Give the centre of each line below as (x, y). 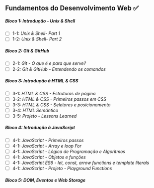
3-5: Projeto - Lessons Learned (44, 116)
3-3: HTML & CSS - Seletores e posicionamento (61, 105)
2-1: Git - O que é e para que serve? (49, 63)
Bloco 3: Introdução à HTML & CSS (42, 81)
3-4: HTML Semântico (35, 110)
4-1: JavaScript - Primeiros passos (48, 140)
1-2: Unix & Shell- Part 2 (37, 39)
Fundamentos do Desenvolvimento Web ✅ (72, 8)
